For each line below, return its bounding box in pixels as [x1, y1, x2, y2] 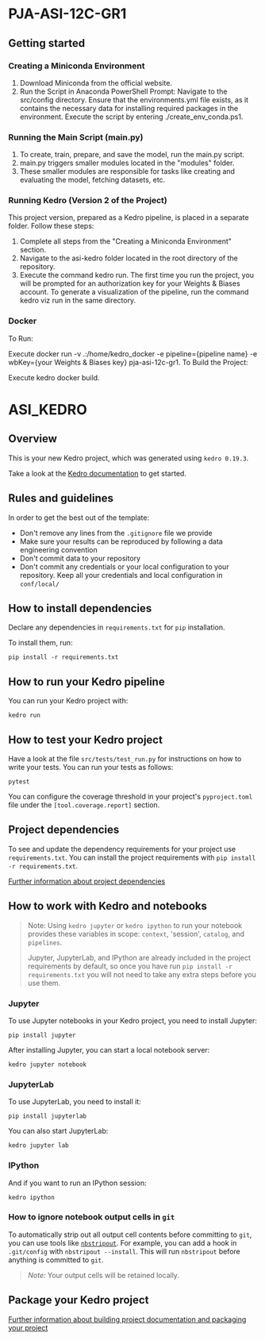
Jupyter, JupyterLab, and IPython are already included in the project [27, 953, 252, 962]
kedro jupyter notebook [8, 1061, 87, 1069]
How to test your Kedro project [8, 733, 163, 746]
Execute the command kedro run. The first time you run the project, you [19, 271, 255, 280]
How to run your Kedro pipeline [8, 675, 165, 688]
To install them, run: [8, 638, 73, 648]
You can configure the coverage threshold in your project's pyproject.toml [8, 791, 253, 802]
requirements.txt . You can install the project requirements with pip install [8, 853, 256, 862]
